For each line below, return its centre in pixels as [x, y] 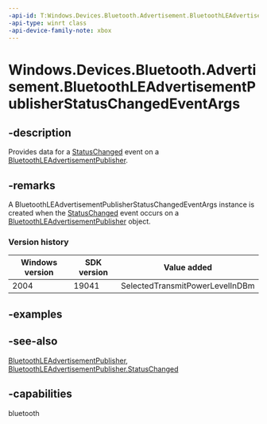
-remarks [32, 185]
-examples [35, 314]
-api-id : [23, 16]
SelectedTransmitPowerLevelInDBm [188, 286]
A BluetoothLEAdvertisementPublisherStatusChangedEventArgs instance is [132, 204]
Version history [39, 242]
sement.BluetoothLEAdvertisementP [132, 86]
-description [40, 132]
